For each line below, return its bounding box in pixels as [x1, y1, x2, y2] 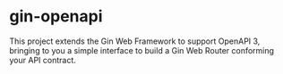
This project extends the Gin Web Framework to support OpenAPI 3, [9, 36, 261, 46]
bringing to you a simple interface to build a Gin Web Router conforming [9, 45, 275, 55]
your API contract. [9, 54, 76, 65]
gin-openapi [9, 6, 103, 27]
